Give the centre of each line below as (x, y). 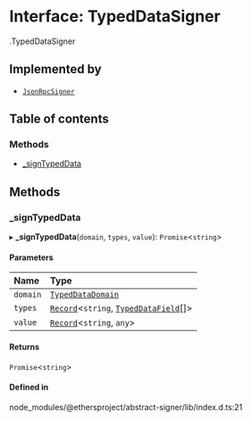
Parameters (31, 257)
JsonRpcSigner (48, 91)
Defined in (29, 387)
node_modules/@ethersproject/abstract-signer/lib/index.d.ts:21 (126, 407)
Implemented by (55, 69)
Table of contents (59, 119)
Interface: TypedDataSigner (115, 17)
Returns (25, 347)
